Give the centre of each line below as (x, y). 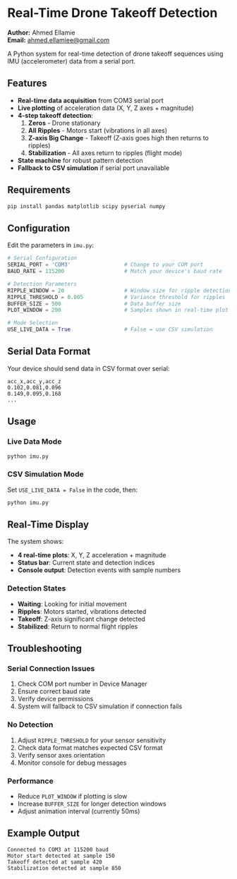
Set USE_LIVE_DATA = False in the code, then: (72, 490)
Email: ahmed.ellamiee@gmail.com (59, 40)
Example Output (43, 833)
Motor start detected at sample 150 (61, 856)
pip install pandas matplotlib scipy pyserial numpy (86, 206)
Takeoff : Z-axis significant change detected (81, 619)
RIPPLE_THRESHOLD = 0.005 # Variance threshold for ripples (116, 297)
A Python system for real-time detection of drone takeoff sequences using (115, 54)
